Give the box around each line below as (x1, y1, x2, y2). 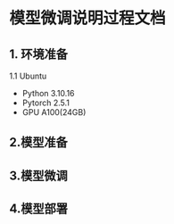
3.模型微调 (9, 168, 69, 183)
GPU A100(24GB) (21, 107, 87, 117)
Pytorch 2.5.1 (21, 97, 70, 108)
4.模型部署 (9, 202, 69, 217)
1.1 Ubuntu (9, 71, 47, 81)
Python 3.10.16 (21, 88, 75, 98)
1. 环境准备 (9, 46, 69, 62)
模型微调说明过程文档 (9, 8, 167, 29)
